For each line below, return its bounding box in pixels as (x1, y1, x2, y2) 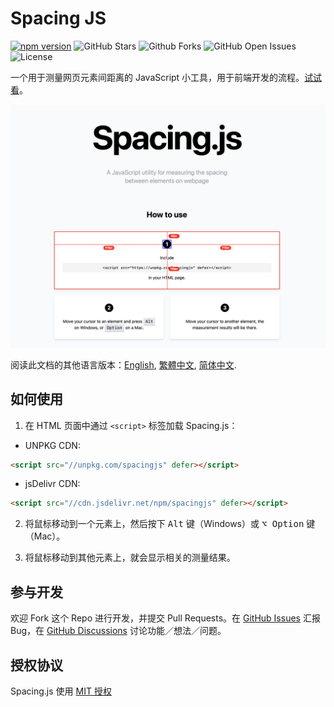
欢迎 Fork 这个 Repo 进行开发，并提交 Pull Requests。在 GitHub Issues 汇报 (10, 612, 321, 624)
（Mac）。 (24, 530, 66, 542)
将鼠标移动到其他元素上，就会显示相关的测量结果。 (24, 552, 236, 564)
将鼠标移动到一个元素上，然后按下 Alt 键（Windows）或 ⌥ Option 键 (24, 518, 316, 530)
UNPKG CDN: (24, 439, 81, 451)
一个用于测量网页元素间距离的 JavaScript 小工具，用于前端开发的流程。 (10, 71, 305, 83)
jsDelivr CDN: (24, 478, 81, 490)
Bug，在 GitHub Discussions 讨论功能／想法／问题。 (10, 625, 227, 637)
